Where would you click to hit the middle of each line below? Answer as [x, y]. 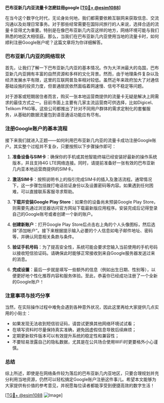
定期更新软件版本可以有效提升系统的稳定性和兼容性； [66, 336]
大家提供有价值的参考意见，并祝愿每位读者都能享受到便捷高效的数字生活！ [80, 385]
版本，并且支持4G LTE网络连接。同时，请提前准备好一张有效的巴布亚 [82, 162]
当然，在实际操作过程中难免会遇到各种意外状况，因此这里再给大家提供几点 [80, 307]
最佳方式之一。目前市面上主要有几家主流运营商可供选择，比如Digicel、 [85, 102]
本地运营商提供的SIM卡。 [51, 169]
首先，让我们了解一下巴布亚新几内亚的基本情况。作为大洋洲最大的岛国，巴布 [82, 68]
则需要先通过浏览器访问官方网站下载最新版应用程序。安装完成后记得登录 [85, 208]
